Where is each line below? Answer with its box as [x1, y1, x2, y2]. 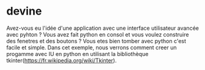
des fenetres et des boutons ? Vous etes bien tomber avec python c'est [6, 37, 187, 44]
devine [6, 4, 42, 18]
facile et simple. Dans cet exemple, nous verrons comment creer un [6, 44, 177, 51]
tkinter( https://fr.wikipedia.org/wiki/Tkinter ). [6, 57, 117, 64]
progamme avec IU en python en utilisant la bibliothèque [6, 50, 149, 57]
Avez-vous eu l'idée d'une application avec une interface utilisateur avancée [6, 24, 199, 32]
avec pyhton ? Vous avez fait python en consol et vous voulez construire [6, 30, 189, 38]
